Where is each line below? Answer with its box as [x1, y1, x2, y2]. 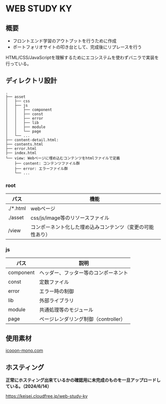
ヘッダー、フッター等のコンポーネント [39, 270, 129, 277]
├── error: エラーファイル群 [14, 166, 68, 171]
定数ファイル [39, 279, 69, 285]
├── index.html [5, 150, 37, 156]
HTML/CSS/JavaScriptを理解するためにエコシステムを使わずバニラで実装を [5, 55, 159, 60]
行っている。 [5, 61, 32, 67]
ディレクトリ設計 [5, 77, 57, 85]
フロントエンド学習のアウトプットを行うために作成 [12, 38, 117, 43]
